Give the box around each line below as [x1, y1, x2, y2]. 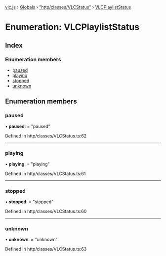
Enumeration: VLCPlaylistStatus [5, 22, 140, 33]
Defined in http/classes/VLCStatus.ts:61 [5, 171, 86, 176]
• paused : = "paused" [5, 123, 50, 129]
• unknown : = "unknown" [5, 237, 58, 243]
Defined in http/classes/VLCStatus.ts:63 [5, 246, 87, 252]
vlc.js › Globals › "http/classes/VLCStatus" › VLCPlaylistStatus [5, 4, 131, 10]
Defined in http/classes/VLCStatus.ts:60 [5, 209, 87, 214]
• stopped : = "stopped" [5, 199, 54, 205]
